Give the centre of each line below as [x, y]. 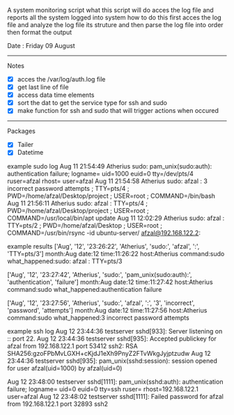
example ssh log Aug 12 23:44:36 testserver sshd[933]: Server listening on [115, 331]
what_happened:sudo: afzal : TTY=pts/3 [65, 261]
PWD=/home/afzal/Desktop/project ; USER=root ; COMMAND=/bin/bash [111, 196]
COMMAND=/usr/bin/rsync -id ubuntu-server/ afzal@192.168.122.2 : [104, 233]
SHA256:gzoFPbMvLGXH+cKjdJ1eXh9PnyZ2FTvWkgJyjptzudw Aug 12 [109, 354]
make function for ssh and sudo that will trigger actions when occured [118, 111]
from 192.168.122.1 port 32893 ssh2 [58, 404]
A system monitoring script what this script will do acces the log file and [110, 10]
